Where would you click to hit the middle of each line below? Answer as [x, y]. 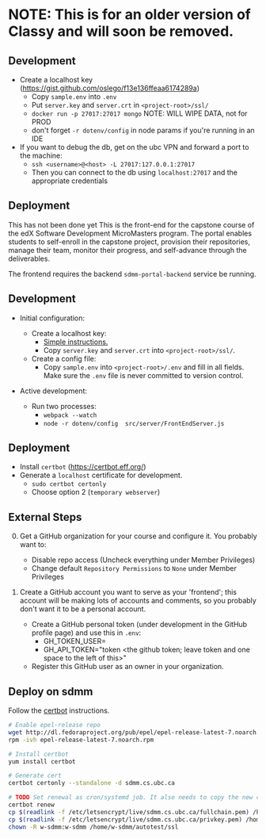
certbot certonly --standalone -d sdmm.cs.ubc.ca [92, 783]
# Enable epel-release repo [55, 725]
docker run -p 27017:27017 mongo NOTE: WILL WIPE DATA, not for [139, 113]
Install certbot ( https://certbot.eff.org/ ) [83, 467]
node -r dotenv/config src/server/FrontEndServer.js [134, 423]
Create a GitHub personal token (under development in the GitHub [139, 625]
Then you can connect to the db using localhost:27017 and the [134, 172]
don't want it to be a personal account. [83, 609]
